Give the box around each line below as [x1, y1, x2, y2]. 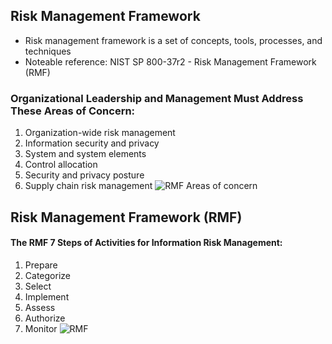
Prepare [24, 259, 58, 271]
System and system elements [24, 148, 147, 160]
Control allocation [24, 159, 98, 171]
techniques [24, 45, 72, 57]
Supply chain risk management [24, 180, 153, 192]
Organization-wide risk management [24, 127, 176, 139]
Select [24, 280, 52, 292]
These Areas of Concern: [10, 104, 136, 118]
